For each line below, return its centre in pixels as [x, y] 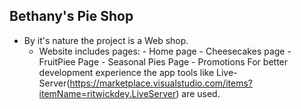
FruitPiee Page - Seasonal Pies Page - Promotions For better [163, 61]
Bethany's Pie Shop [71, 16]
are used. [201, 93]
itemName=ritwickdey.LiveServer [107, 93]
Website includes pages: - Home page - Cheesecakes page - [165, 51]
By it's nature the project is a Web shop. [106, 40]
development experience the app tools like [126, 72]
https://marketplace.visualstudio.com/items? [161, 83]
